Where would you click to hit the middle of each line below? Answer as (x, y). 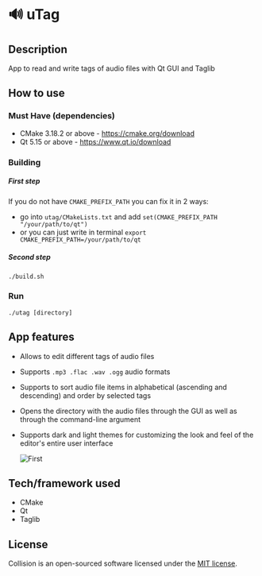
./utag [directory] (40, 313)
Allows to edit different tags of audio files (87, 356)
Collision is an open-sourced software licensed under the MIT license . (123, 563)
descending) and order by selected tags (85, 395)
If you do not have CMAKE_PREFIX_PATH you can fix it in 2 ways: (108, 201)
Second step (30, 257)
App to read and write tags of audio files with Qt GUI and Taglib (112, 68)
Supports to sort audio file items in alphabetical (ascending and (123, 387)
